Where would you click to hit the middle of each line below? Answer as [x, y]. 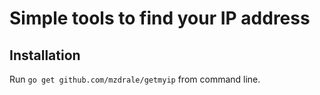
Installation [45, 55]
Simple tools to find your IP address [160, 18]
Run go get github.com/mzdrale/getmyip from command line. [135, 79]
